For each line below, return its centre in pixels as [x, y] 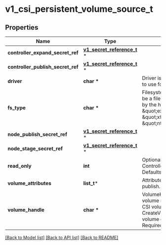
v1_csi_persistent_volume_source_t [79, 9]
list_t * [91, 183]
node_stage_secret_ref [35, 148]
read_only [20, 166]
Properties [22, 27]
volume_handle [26, 210]
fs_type [17, 108]
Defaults [152, 172]
